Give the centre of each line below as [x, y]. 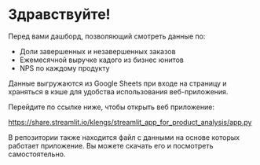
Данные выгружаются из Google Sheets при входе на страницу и [117, 83]
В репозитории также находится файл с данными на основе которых [124, 137]
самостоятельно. [37, 154]
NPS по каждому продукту [64, 68]
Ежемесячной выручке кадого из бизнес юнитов [102, 60]
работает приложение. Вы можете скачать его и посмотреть [111, 145]
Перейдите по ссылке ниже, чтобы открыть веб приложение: [111, 107]
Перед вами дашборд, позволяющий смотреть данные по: [107, 36]
